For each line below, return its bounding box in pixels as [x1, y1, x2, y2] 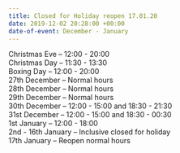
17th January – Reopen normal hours [8, 136, 131, 146]
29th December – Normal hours [8, 93, 114, 103]
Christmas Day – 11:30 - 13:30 [8, 58, 108, 68]
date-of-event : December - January [8, 27, 129, 35]
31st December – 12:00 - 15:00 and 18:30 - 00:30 [8, 110, 172, 120]
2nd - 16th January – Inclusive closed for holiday [8, 127, 171, 137]
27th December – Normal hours [8, 75, 114, 85]
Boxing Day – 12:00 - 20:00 [8, 67, 100, 76]
